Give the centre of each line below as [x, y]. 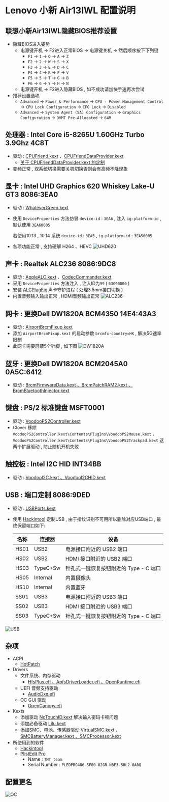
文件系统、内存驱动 [40, 676]
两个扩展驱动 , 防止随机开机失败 [46, 447]
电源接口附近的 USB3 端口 [96, 597]
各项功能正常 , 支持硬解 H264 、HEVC [52, 246]
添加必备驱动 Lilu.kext [43, 724]
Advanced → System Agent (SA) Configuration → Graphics [80, 112]
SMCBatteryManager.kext [47, 736]
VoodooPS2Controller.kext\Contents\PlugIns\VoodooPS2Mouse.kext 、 [85, 434]
